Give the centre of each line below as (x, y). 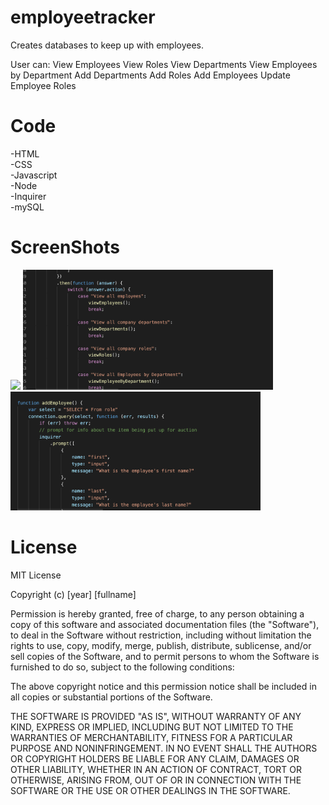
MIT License (36, 575)
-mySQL (27, 207)
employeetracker (83, 17)
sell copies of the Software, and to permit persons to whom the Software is (165, 656)
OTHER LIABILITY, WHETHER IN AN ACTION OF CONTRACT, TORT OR (156, 769)
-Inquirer (28, 196)
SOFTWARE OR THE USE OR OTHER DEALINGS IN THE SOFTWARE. (150, 790)
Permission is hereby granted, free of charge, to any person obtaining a (157, 613)
